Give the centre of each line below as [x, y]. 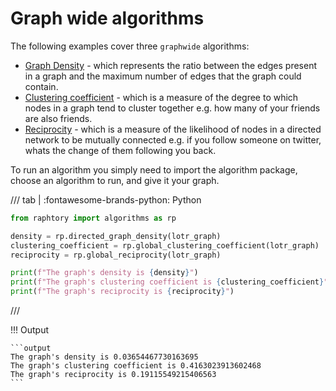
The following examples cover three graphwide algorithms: [130, 46]
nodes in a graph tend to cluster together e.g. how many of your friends [172, 108]
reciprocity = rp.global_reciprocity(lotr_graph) [116, 255]
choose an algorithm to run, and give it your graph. [115, 180]
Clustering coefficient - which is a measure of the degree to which [161, 97]
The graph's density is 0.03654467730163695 [104, 357]
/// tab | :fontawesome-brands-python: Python [106, 199]
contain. [41, 86]
